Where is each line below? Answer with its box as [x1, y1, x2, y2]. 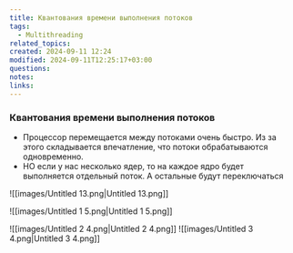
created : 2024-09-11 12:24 [9, 47, 112, 56]
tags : [9, 22, 30, 31]
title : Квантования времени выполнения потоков [9, 13, 194, 23]
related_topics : [9, 38, 71, 48]
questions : [9, 65, 51, 74]
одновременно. [22, 151, 84, 162]
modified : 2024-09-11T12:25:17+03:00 [9, 56, 153, 65]
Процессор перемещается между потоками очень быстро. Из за [22, 131, 278, 142]
